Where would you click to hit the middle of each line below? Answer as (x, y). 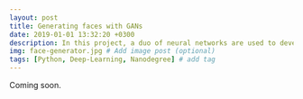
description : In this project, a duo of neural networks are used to (143, 43)
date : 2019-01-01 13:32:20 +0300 (72, 34)
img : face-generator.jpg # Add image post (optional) (113, 51)
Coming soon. (35, 85)
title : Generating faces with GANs (76, 26)
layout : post (34, 18)
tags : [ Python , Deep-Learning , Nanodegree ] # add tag (113, 59)
